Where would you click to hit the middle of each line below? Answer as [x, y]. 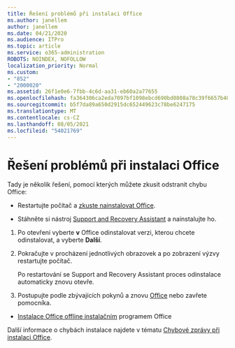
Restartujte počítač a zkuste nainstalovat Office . [86, 205]
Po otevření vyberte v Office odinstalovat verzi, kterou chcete [106, 233]
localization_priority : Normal [53, 66]
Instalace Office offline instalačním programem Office [94, 317]
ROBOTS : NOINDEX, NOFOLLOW [47, 59]
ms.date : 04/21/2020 [37, 33]
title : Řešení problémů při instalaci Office [74, 14]
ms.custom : [23, 72]
